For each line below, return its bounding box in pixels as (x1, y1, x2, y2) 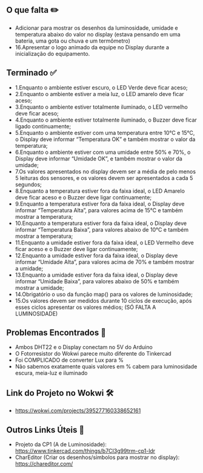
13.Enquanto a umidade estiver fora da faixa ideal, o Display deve (15, 271, 178, 278)
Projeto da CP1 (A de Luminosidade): (15, 441, 107, 448)
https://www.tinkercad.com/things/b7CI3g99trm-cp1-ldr (15, 447, 156, 455)
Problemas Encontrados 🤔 (6, 328, 106, 338)
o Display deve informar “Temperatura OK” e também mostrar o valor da (15, 136, 196, 143)
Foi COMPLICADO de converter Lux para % (15, 356, 124, 364)
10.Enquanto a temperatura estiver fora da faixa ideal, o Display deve (15, 219, 187, 227)
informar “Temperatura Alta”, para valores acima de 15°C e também (15, 206, 183, 214)
